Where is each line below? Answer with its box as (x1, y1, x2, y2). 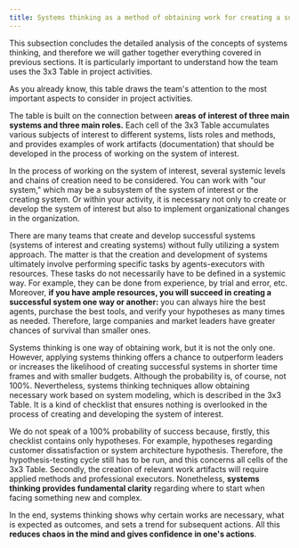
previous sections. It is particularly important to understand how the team (9, 56, 279, 67)
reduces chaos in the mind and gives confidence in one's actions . (9, 528, 257, 539)
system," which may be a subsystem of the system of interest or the (9, 184, 259, 195)
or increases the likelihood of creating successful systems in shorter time (9, 361, 279, 371)
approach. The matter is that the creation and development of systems (9, 249, 269, 260)
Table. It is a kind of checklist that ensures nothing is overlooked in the (9, 399, 268, 410)
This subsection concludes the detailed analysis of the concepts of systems (9, 37, 287, 48)
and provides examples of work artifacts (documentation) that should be (9, 138, 275, 149)
